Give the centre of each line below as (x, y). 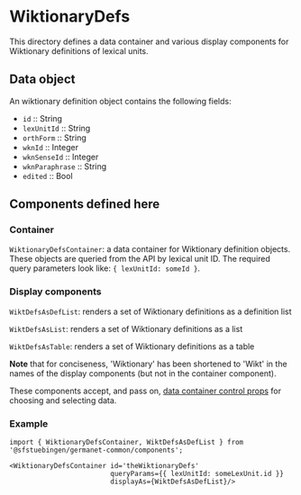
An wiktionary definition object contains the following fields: (120, 101)
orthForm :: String (55, 138)
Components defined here (85, 204)
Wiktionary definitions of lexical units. (79, 50)
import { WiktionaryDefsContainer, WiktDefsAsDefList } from (127, 443)
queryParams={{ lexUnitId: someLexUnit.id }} (196, 474)
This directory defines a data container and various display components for (149, 41)
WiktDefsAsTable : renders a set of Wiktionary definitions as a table (132, 346)
